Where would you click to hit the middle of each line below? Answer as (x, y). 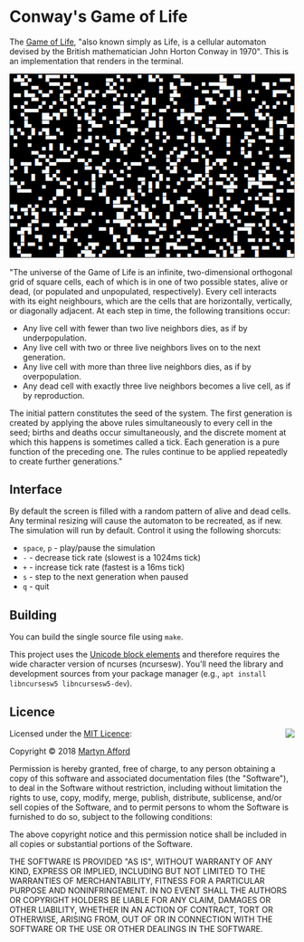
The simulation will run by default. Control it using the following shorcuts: (145, 531)
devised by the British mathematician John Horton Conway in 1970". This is (149, 51)
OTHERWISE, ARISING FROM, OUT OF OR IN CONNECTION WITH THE (141, 919)
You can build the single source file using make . (96, 637)
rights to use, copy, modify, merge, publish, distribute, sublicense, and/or (146, 798)
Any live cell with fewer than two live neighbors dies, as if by (135, 328)
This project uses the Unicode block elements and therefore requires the (145, 655)
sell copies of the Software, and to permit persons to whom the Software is (149, 807)
